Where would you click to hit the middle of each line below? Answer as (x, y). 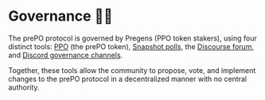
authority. (24, 87)
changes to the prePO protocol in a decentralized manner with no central (128, 79)
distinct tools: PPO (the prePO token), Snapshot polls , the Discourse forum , (131, 46)
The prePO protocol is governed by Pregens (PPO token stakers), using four (132, 38)
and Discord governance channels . (66, 55)
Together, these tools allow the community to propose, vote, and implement (132, 70)
